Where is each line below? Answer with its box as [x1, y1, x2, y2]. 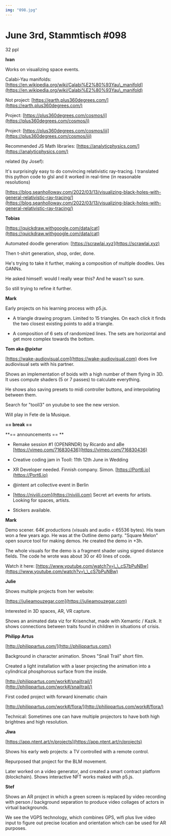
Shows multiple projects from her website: [5, 588, 94, 594]
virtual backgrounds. [5, 804, 49, 810]
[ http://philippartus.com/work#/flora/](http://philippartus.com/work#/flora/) [5, 703, 164, 709]
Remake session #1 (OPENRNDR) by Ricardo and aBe [12, 441, 125, 447]
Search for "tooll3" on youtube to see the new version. [5, 402, 120, 408]
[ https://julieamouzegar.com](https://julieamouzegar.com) [5, 598, 128, 604]
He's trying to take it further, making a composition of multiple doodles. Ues [5, 260, 165, 266]
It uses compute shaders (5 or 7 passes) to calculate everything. [5, 376, 141, 382]
